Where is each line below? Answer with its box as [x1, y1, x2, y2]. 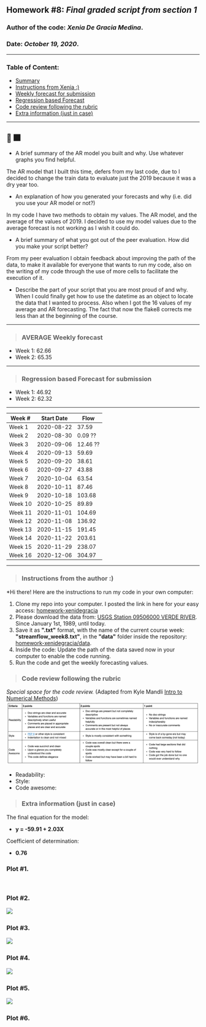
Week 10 [9, 500, 32, 508]
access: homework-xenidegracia [15, 607, 98, 614]
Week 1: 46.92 [15, 389, 51, 396]
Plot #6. [6, 1013, 31, 1022]
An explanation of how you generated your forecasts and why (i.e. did [15, 193, 192, 200]
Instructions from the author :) [21, 574, 114, 583]
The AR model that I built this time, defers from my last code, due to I [6, 168, 180, 175]
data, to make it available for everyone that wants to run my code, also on [6, 261, 192, 268]
